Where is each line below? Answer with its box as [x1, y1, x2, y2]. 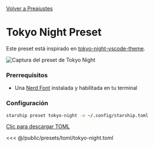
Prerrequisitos [6, 71, 48, 79]
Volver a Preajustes [6, 5, 53, 12]
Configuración [6, 99, 49, 108]
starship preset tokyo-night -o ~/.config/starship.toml [6, 112, 149, 118]
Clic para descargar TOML [6, 123, 71, 130]
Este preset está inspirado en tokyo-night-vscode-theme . [6, 45, 146, 52]
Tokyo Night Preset [6, 26, 102, 39]
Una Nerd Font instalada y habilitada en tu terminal [14, 85, 138, 92]
